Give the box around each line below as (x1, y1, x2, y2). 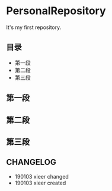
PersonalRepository (6, 4, 106, 18)
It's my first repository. (6, 24, 62, 31)
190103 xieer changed (14, 173, 69, 180)
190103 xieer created (14, 179, 66, 186)
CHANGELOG (6, 157, 56, 167)
